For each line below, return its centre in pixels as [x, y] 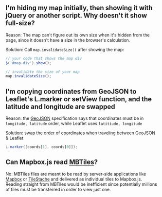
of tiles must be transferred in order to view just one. [58, 189]
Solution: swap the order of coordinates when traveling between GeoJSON [81, 133]
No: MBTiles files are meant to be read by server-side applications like [76, 174]
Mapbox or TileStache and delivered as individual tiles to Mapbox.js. [74, 179]
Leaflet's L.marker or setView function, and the [79, 99]
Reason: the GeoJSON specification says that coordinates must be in [75, 118]
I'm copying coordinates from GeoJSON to [71, 91]
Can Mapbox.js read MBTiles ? [52, 162]
